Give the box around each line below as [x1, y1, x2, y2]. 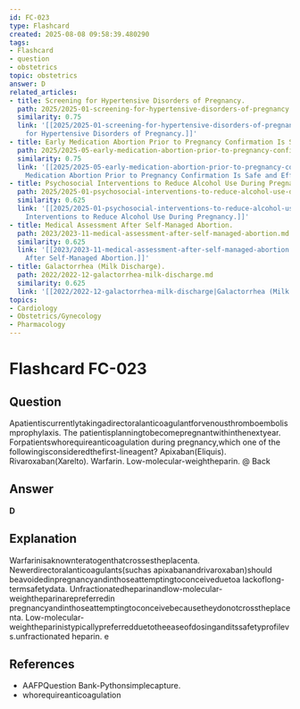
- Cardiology [9, 304, 58, 313]
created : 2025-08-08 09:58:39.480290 [9, 29, 150, 38]
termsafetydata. [9, 583, 68, 594]
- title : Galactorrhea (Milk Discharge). [9, 263, 166, 271]
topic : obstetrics [9, 71, 78, 80]
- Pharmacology [9, 321, 66, 329]
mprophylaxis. [9, 428, 62, 438]
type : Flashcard [9, 21, 70, 30]
